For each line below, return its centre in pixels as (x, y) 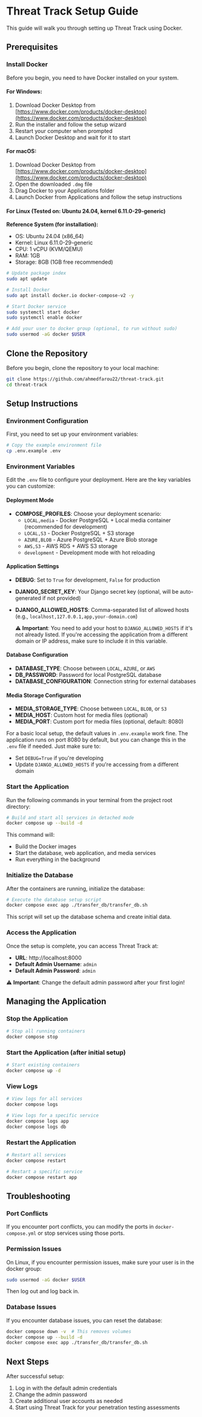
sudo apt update (27, 279)
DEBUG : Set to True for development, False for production (88, 580)
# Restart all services (36, 1155)
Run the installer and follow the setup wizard (71, 124)
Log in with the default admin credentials (66, 1388)
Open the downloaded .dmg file (54, 184)
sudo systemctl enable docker (45, 318)
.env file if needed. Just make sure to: (54, 746)
